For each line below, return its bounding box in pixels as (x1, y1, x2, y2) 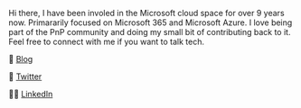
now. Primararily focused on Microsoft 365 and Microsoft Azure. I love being (8, 17, 293, 28)
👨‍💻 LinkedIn (8, 89, 53, 99)
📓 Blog (8, 54, 33, 64)
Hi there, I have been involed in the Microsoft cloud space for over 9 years (8, 8, 286, 18)
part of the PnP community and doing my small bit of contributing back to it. (8, 27, 291, 37)
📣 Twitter (8, 71, 42, 82)
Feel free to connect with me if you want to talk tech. (8, 36, 205, 47)
